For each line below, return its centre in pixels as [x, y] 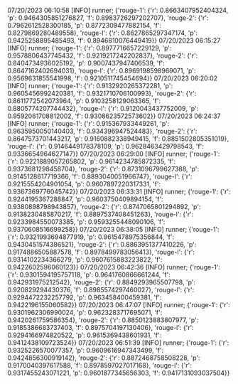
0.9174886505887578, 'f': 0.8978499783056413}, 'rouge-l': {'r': [101, 252]
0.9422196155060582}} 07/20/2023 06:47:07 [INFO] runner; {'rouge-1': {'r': [119, 305]
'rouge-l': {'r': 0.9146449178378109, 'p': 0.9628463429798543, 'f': [106, 146]
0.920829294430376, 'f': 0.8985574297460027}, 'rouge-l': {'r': [101, 290]
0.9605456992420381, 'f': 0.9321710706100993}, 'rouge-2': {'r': [102, 93]
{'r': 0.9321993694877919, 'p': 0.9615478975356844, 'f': [91, 237]
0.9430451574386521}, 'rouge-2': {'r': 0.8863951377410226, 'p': [102, 244]
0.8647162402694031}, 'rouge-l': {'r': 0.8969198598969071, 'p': [102, 71]
